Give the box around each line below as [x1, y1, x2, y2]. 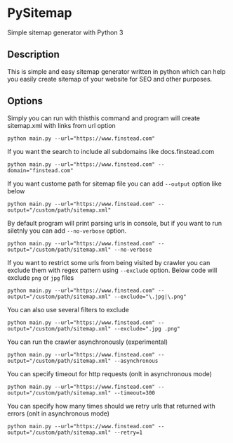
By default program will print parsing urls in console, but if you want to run [7, 219, 222, 227]
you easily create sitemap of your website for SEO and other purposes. [7, 75, 213, 83]
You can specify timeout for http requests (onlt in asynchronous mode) [7, 369, 213, 378]
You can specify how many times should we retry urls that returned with [7, 402, 215, 410]
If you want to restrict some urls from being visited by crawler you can [7, 258, 211, 267]
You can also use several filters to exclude [7, 305, 130, 314]
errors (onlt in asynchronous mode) [7, 409, 110, 418]
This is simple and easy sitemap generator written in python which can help [7, 67, 226, 75]
